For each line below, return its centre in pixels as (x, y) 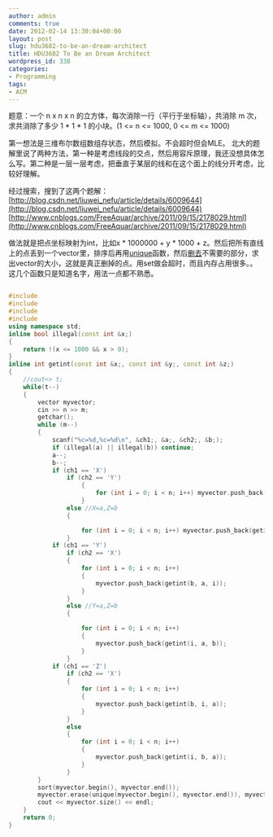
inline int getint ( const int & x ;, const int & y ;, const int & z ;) (121, 364)
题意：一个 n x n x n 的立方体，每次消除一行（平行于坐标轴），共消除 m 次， (135, 116)
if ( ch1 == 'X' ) (79, 470)
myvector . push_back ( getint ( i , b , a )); (161, 757)
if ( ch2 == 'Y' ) (94, 478)
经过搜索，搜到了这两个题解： (58, 191)
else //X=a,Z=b (92, 508)
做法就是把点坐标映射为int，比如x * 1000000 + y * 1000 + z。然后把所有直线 (136, 243)
